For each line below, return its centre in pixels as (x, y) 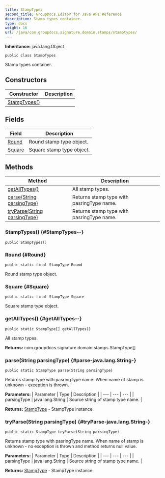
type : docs (16, 23)
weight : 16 (16, 28)
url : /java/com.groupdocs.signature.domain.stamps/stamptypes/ (71, 32)
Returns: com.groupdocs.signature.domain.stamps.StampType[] (70, 347)
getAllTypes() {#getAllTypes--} (43, 319)
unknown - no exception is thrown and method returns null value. (71, 446)
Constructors (26, 80)
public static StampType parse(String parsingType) (59, 370)
